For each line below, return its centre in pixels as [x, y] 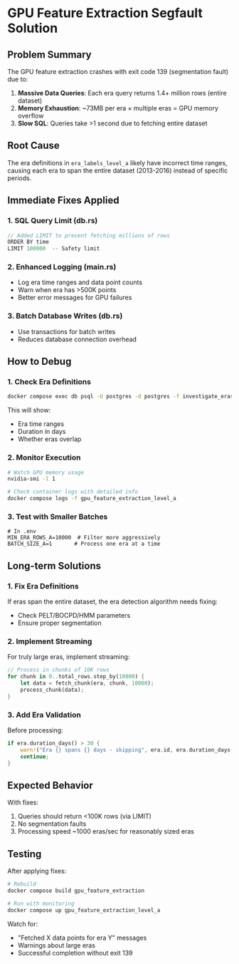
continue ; [35, 757]
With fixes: [23, 802]
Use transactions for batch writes [67, 331]
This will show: [29, 410]
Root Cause [34, 146]
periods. [20, 178]
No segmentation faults [52, 824]
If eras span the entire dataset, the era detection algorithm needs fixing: [113, 602]
